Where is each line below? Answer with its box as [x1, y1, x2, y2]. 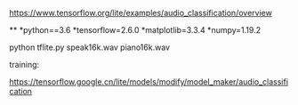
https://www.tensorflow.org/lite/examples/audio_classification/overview [9, 8, 273, 18]
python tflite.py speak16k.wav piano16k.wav [9, 42, 171, 52]
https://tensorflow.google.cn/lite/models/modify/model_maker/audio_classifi [9, 77, 289, 87]
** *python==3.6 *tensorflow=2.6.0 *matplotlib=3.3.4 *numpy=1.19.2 [9, 25, 261, 35]
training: [9, 60, 40, 69]
